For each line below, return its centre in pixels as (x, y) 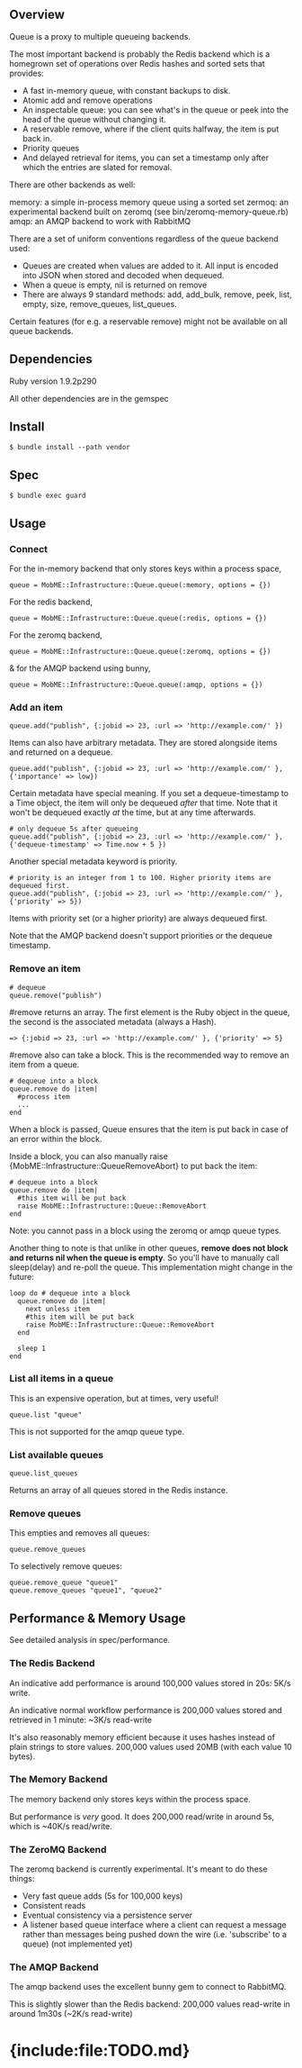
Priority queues (51, 148)
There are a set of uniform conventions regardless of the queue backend (144, 239)
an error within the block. (56, 1138)
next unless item (58, 1309)
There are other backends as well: (72, 185)
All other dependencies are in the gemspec (89, 398)
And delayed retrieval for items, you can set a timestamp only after (146, 158)
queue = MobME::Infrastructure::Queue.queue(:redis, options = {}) (138, 618)
